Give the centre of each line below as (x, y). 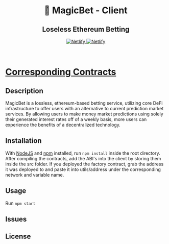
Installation (23, 141)
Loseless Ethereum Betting (86, 29)
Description (24, 91)
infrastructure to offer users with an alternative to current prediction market (84, 108)
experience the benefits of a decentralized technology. (63, 125)
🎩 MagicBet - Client (86, 10)
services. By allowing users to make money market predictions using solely (84, 114)
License (18, 237)
